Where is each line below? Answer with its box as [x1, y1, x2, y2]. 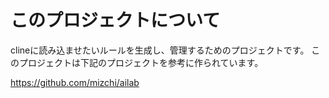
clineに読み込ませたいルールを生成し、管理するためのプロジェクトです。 [10, 44, 310, 56]
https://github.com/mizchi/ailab [10, 76, 140, 88]
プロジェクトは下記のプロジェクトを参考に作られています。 [18, 56, 264, 68]
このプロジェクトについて [10, 9, 221, 32]
